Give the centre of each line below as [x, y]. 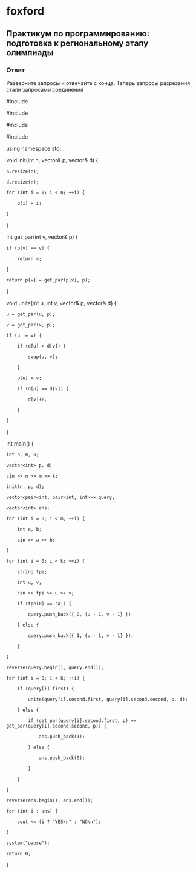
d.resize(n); [23, 182]
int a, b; [30, 529]
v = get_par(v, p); [31, 325]
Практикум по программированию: [78, 34]
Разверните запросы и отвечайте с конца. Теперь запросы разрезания [98, 83]
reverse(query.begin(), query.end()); [55, 667]
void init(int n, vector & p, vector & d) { [52, 160]
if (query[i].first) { [46, 689]
